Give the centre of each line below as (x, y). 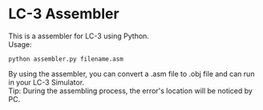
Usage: (20, 44)
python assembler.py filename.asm (66, 59)
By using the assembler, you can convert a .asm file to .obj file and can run (131, 73)
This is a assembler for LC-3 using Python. (79, 36)
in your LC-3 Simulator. (47, 82)
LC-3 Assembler (64, 14)
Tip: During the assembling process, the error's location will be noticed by (130, 90)
